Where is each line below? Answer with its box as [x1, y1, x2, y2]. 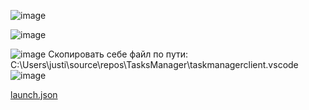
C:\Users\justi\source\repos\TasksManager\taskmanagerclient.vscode [10, 59, 299, 70]
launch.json [10, 89, 58, 100]
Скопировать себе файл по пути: [48, 48, 189, 60]
